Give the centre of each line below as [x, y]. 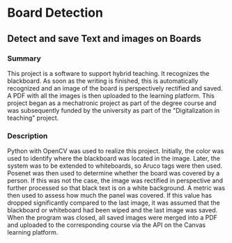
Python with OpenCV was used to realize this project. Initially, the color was [116, 151]
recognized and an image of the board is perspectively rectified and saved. [115, 88]
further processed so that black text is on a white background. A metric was [116, 188]
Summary [24, 58]
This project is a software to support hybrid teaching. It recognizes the [108, 73]
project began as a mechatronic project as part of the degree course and [112, 103]
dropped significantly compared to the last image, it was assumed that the [114, 203]
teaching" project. [33, 118]
